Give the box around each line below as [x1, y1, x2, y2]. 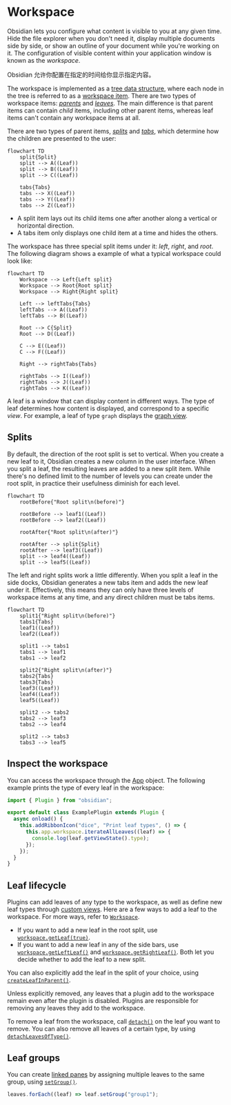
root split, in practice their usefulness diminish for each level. [7, 479, 181, 487]
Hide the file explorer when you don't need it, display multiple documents [7, 34, 215, 42]
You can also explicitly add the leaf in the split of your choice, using [7, 968, 199, 977]
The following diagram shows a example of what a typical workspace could [7, 249, 221, 257]
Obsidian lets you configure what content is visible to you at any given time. [7, 27, 222, 35]
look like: [7, 257, 33, 265]
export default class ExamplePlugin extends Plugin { [7, 809, 165, 816]
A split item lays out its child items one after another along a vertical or [17, 214, 217, 222]
